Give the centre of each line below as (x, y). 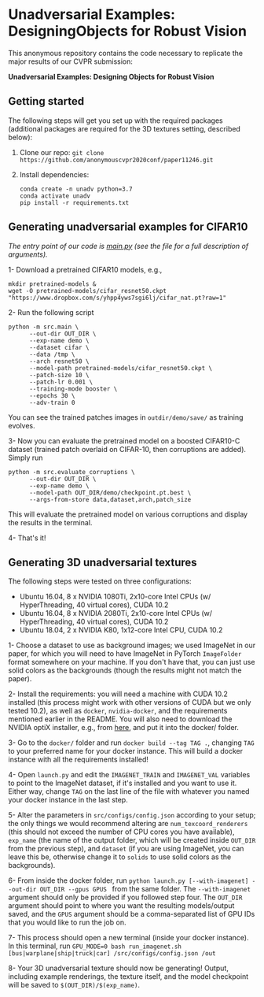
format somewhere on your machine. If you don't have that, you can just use (132, 662)
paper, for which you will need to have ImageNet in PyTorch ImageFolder (125, 654)
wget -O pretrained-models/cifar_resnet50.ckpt (88, 291)
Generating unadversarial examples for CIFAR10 (128, 227)
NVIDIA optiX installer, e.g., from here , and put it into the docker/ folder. (124, 728)
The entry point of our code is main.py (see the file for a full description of (128, 246)
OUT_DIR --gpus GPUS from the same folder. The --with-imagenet (145, 889)
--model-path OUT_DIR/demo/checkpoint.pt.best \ (110, 493)
